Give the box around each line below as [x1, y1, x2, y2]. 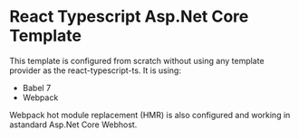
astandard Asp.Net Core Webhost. [9, 119, 138, 130]
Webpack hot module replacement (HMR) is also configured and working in [9, 109, 291, 120]
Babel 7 [22, 82, 52, 93]
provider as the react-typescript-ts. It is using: [9, 65, 181, 76]
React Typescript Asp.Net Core [9, 6, 249, 27]
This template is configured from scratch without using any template [9, 55, 265, 66]
